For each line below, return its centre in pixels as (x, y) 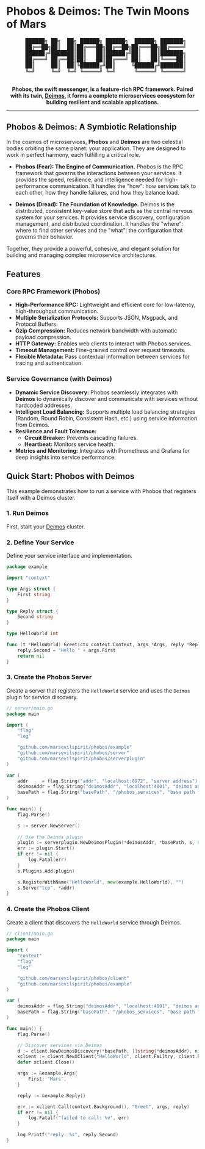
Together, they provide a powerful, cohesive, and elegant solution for (93, 248)
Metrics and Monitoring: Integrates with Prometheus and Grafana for (103, 450)
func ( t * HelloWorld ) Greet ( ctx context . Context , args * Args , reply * (98, 645)
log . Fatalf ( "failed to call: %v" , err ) (79, 1118)
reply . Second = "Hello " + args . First (67, 650)
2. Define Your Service (40, 542)
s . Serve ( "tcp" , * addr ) (46, 888)
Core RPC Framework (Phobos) (53, 292)
